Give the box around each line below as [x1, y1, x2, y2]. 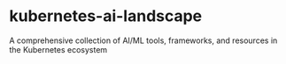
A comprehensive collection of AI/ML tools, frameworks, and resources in [9, 35, 278, 46]
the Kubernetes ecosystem [9, 44, 108, 54]
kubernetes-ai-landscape [9, 6, 203, 26]
